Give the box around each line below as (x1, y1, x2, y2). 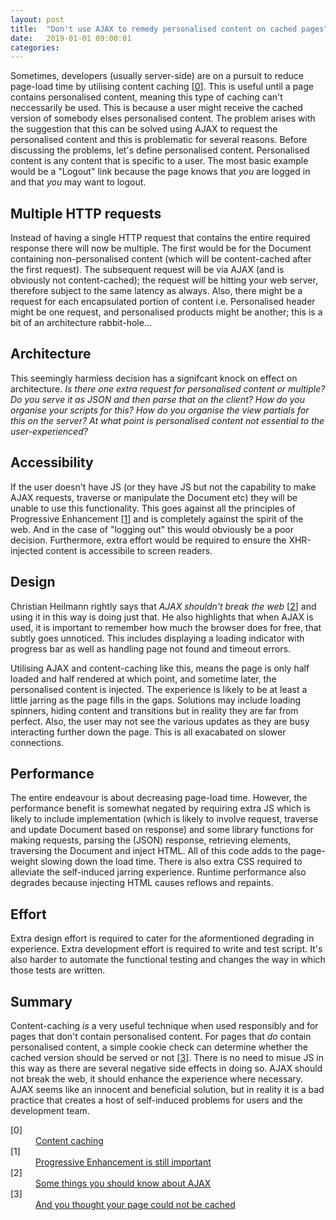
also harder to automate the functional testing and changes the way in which (10, 954, 326, 966)
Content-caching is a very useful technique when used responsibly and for (10, 1019, 319, 1031)
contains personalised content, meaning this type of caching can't (10, 91, 283, 103)
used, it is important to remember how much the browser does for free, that (10, 621, 322, 633)
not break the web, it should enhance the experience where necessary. (10, 1072, 304, 1085)
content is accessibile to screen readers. (45, 544, 213, 556)
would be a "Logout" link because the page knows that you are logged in (10, 166, 311, 178)
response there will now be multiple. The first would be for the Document (10, 242, 312, 255)
